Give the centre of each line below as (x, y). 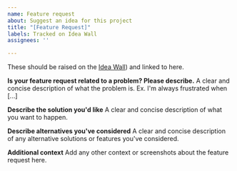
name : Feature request (41, 14)
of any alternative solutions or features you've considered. (94, 139)
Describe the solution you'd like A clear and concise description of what (115, 110)
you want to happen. (37, 118)
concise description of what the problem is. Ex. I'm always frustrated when (117, 88)
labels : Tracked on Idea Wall (52, 34)
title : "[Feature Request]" (49, 27)
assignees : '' (29, 41)
